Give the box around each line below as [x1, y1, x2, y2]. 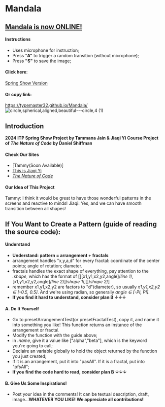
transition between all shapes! [5, 206, 66, 212]
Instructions [5, 37, 31, 42]
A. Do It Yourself [5, 305, 39, 311]
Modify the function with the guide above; [12, 333, 98, 338]
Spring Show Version [5, 80, 48, 86]
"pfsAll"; [12, 364, 30, 370]
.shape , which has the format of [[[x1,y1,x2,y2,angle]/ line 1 [12, 273, 131, 279]
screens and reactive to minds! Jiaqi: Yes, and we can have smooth [5, 200, 142, 206]
